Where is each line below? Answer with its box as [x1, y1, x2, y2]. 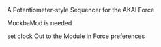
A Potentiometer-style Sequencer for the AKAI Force [7, 6, 155, 14]
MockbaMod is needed [7, 19, 72, 27]
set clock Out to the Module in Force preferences [7, 32, 145, 40]
